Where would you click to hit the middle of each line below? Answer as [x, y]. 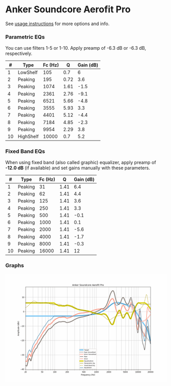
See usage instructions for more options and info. [58, 24]
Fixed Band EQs [25, 151]
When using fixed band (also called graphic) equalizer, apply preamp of [81, 162]
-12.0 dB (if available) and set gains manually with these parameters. [78, 168]
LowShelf [28, 72]
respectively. [19, 54]
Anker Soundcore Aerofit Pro [68, 9]
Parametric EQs [25, 37]
